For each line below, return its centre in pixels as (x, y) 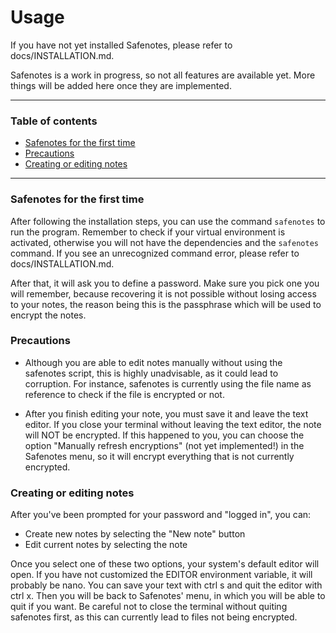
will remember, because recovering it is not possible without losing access (163, 293)
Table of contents (54, 121)
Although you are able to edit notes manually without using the (153, 362)
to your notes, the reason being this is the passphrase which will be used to (166, 304)
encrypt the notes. (48, 315)
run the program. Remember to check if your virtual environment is (148, 232)
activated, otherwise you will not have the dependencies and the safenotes (164, 242)
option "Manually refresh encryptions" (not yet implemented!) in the (164, 445)
